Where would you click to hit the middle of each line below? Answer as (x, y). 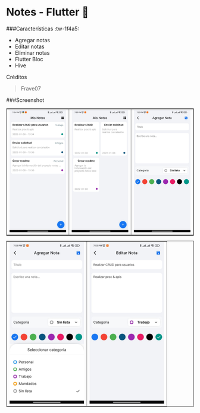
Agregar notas (32, 40)
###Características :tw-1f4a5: (43, 29)
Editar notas (29, 46)
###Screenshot (25, 100)
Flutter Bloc (29, 59)
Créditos (17, 77)
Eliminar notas (32, 52)
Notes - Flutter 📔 (48, 12)
